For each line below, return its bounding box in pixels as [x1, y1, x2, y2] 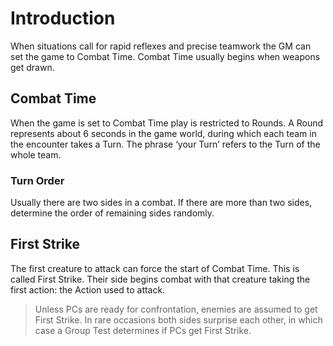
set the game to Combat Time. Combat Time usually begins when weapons [10, 50, 321, 62]
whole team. [10, 148, 62, 161]
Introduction [10, 7, 116, 30]
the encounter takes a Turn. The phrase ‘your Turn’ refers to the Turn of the [10, 138, 321, 150]
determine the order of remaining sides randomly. [10, 207, 215, 219]
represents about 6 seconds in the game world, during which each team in [10, 127, 317, 139]
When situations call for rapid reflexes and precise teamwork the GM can [10, 40, 312, 52]
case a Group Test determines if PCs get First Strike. [34, 324, 252, 336]
